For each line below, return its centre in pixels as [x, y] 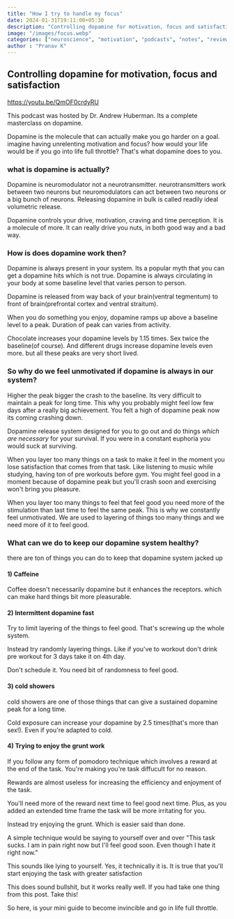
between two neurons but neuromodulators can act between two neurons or [117, 192]
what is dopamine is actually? [58, 169]
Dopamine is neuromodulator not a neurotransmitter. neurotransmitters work [117, 185]
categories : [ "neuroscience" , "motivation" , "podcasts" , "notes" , [106, 40]
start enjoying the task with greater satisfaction [75, 873]
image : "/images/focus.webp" [49, 33]
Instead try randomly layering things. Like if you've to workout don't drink [112, 649]
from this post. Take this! [43, 894]
